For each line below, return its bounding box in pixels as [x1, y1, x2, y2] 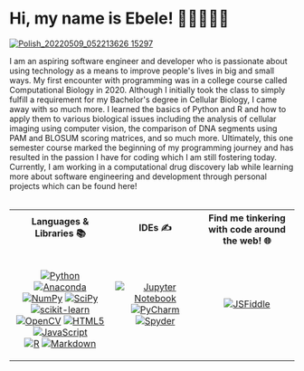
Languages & [31, 215, 90, 228]
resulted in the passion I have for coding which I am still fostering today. [9, 151, 278, 162]
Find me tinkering [208, 212, 287, 224]
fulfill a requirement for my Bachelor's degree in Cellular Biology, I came [9, 94, 278, 105]
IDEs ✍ [138, 222, 172, 234]
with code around [207, 223, 287, 235]
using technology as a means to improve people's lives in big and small [9, 65, 274, 76]
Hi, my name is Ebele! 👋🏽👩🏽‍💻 [9, 8, 230, 29]
